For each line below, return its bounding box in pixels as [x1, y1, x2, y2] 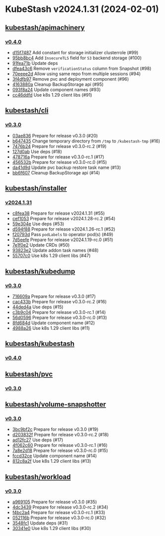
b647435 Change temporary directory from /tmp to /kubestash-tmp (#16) [12, 138, 160, 144]
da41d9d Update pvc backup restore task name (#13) [12, 164, 121, 170]
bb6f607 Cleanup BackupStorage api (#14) [12, 169, 100, 175]
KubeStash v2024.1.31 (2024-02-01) [5, 3, 159, 15]
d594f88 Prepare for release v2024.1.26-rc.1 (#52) [12, 226, 115, 232]
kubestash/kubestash [5, 340, 75, 348]
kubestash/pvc [5, 370, 53, 378]
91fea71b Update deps [12, 60, 58, 66]
